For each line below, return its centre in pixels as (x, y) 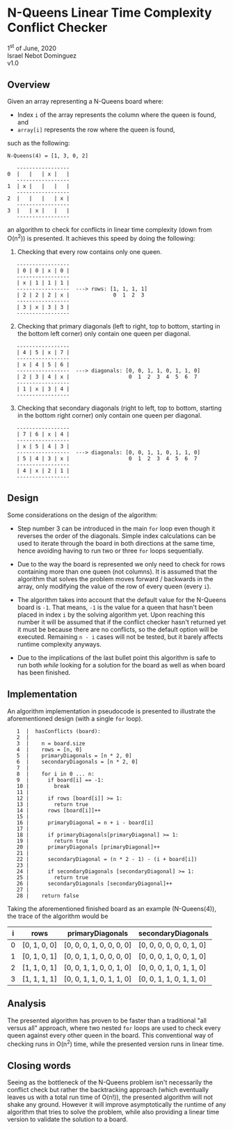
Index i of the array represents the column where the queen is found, (116, 115)
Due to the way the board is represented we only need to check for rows (121, 564)
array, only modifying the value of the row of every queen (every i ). (114, 586)
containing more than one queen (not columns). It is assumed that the (117, 571)
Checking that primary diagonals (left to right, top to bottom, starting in (119, 326)
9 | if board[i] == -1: (60, 780)
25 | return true (53, 877)
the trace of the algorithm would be (58, 916)
